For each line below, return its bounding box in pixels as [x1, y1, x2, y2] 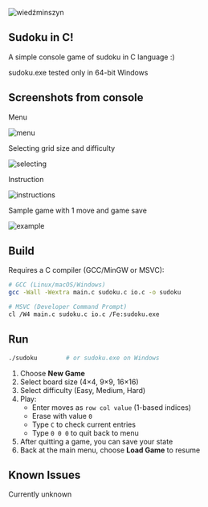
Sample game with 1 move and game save [8, 205, 147, 215]
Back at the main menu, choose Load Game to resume [19, 445, 201, 455]
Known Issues [8, 468, 81, 482]
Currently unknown [8, 489, 72, 499]
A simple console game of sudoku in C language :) [8, 52, 175, 62]
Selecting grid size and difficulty [8, 143, 116, 152]
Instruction [8, 174, 44, 184]
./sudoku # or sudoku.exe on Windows [8, 354, 160, 362]
